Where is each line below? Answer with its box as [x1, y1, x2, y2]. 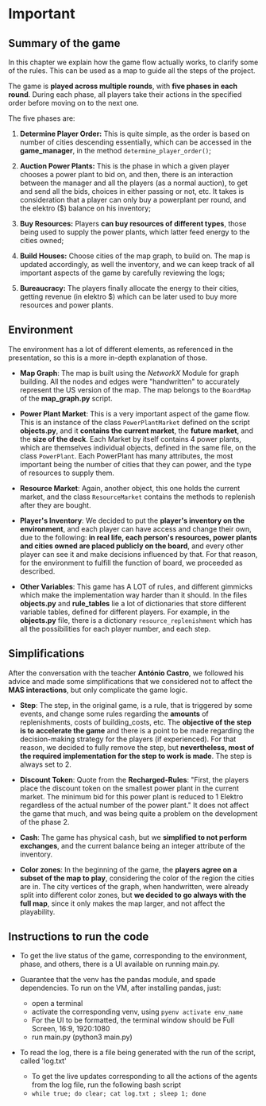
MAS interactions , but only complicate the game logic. [8, 685, 188, 694]
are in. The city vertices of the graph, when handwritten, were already [19, 881, 249, 891]
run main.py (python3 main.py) [31, 1032, 133, 1042]
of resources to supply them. [19, 468, 115, 478]
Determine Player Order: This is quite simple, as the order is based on [19, 129, 250, 138]
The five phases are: [8, 114, 75, 123]
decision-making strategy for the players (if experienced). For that [19, 734, 237, 744]
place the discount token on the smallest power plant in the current [19, 783, 240, 793]
